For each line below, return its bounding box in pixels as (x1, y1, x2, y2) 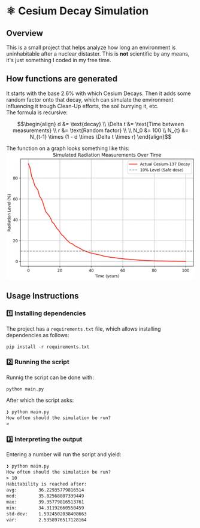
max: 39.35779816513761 (6, 499, 84, 505)
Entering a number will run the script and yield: (6, 451, 122, 458)
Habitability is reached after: (6, 481, 87, 487)
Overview (6, 28, 44, 38)
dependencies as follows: (6, 331, 69, 338)
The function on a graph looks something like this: (6, 145, 130, 152)
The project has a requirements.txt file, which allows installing (6, 325, 161, 332)
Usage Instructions (6, 291, 79, 301)
